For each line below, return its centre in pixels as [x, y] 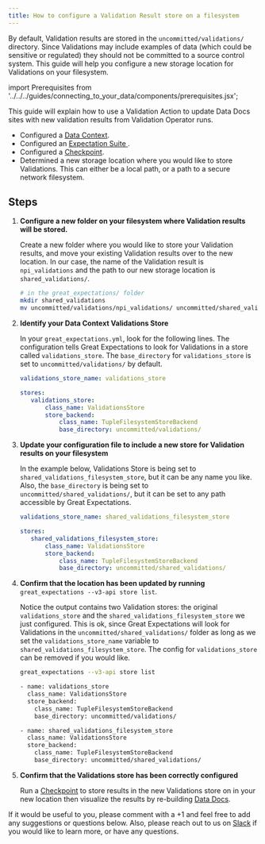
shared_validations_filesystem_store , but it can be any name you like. [136, 477]
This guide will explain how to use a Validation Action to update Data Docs [129, 111]
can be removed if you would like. [75, 658]
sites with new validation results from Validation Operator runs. [111, 119]
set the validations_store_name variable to [89, 641]
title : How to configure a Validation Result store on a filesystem [124, 15]
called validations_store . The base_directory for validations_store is [135, 356]
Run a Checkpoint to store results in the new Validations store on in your [138, 790]
